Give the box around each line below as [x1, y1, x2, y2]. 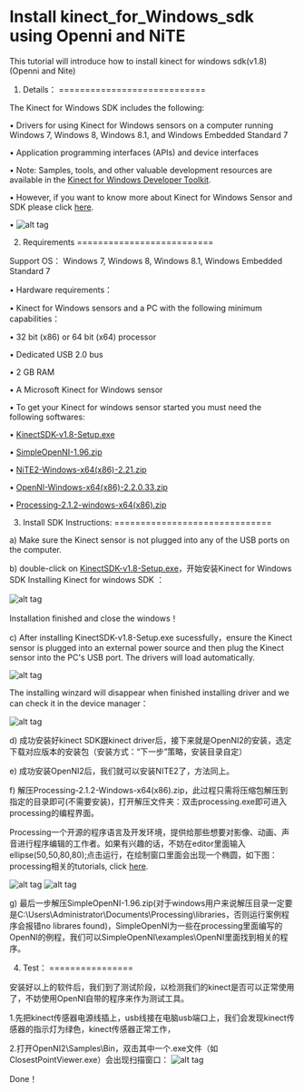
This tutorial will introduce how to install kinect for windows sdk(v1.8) [9, 55, 268, 66]
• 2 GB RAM [9, 366, 55, 378]
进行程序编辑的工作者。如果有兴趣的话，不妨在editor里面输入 [16, 838, 247, 849]
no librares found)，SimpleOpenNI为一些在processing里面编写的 [40, 920, 283, 931]
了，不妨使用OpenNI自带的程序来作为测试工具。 [9, 992, 190, 1004]
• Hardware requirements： [9, 284, 113, 295]
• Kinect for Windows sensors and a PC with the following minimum [9, 302, 263, 313]
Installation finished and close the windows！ [9, 613, 179, 624]
